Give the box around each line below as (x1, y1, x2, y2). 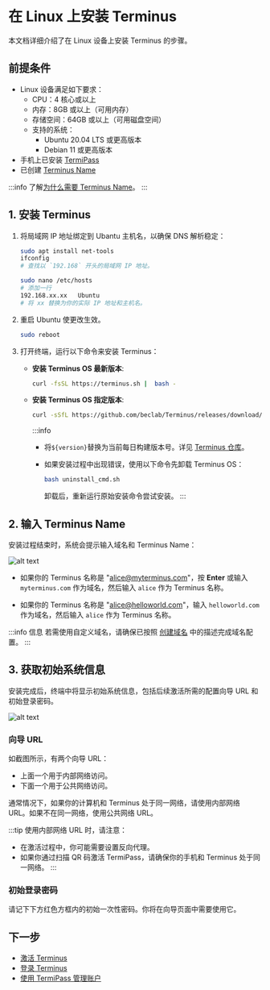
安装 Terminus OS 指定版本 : (31, 395, 125, 405)
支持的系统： (31, 124, 75, 134)
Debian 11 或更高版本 (43, 144, 113, 154)
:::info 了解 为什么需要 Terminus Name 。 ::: (8, 182, 148, 192)
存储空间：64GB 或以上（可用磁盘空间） (31, 114, 166, 124)
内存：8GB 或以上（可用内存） (31, 104, 133, 114)
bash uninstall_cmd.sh (43, 476, 121, 484)
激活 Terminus (19, 953, 67, 963)
